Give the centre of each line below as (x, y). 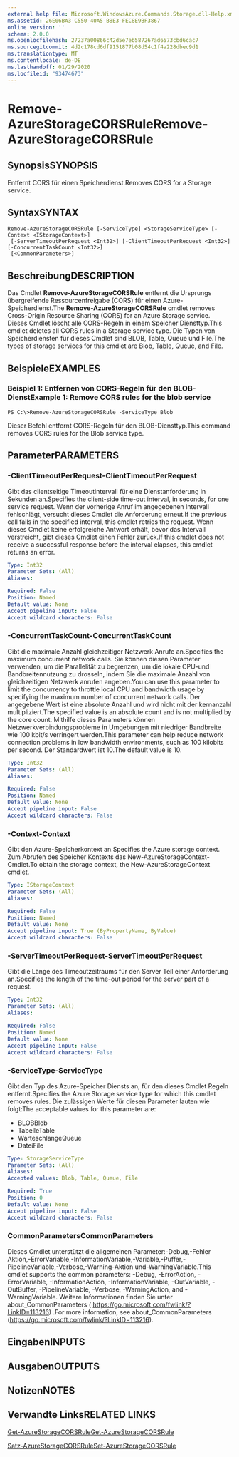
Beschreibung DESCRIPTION (71, 276)
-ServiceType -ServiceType (55, 1071)
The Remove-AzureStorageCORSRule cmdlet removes (134, 308)
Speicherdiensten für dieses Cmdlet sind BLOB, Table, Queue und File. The (116, 339)
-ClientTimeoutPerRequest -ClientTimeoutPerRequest (102, 476)
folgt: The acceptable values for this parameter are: (82, 1108)
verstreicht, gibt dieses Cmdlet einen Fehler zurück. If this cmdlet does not (116, 537)
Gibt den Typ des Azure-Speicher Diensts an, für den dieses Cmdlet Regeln (118, 1086)
